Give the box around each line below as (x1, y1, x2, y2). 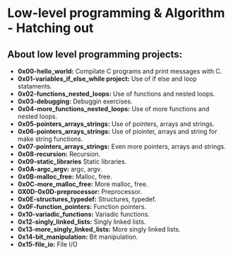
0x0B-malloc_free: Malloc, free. (17, 172, 113, 181)
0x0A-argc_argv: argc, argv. (17, 165, 102, 173)
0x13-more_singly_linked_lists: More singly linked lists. (17, 225, 181, 233)
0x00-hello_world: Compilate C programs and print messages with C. (17, 67, 222, 75)
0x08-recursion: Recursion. (17, 150, 101, 158)
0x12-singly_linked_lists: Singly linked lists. (17, 217, 146, 226)
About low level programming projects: (7, 48, 183, 60)
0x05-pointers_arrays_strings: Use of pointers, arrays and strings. (17, 120, 215, 128)
